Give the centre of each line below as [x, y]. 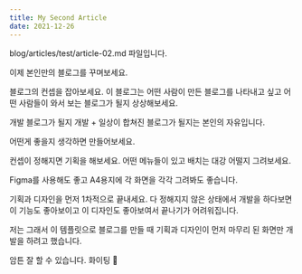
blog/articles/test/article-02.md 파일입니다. [88, 53]
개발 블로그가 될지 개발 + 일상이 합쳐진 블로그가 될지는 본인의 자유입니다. [137, 122]
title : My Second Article [58, 18]
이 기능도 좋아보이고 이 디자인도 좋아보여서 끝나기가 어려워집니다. [124, 210]
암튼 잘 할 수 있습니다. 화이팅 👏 [64, 260]
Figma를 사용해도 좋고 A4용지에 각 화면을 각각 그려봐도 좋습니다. [123, 180]
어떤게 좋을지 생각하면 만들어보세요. [72, 141]
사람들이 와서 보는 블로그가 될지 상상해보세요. [99, 103]
